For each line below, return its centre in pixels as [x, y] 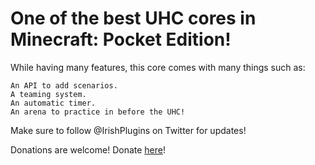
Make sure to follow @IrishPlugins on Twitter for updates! [128, 130]
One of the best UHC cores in [133, 18]
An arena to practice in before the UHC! [98, 112]
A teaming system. [48, 94]
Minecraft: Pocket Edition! [121, 39]
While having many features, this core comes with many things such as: [158, 67]
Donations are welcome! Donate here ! [88, 149]
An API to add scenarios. [64, 85]
